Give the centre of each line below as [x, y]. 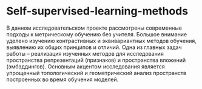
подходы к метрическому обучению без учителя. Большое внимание [97, 34]
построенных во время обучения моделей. [62, 79]
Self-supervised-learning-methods [97, 11]
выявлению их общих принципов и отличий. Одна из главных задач [94, 47]
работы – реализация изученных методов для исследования [85, 53]
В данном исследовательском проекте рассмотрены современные [94, 28]
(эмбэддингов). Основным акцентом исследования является [86, 66]
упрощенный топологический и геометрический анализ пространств [96, 73]
